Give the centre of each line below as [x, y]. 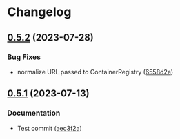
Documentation [34, 113]
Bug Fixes [24, 57]
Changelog [39, 12]
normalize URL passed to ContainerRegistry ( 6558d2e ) [95, 72]
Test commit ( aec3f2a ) [50, 128]
